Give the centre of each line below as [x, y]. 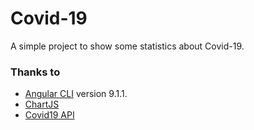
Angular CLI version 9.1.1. [76, 94]
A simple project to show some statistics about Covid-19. [127, 46]
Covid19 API [49, 115]
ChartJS [42, 104]
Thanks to [35, 72]
